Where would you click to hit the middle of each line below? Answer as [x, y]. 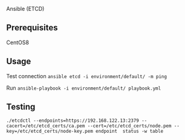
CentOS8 [18, 42]
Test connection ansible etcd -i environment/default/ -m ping [87, 76]
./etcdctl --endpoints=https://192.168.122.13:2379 [73, 121]
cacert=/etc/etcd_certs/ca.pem [46, 126]
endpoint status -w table [130, 132]
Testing [21, 107]
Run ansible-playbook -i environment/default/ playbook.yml [84, 88]
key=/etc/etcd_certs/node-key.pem [50, 132]
